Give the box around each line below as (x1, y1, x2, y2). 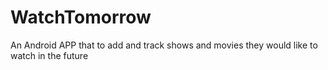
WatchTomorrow (10, 6, 152, 29)
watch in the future (10, 49, 89, 61)
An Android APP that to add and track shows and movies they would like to (10, 39, 318, 51)
